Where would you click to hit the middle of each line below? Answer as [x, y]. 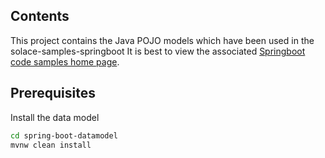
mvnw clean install [51, 145]
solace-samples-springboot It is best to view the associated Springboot [158, 51]
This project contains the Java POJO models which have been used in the [162, 40]
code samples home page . [65, 61]
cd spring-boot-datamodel [64, 135]
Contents [40, 16]
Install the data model [55, 117]
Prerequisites [53, 93]
